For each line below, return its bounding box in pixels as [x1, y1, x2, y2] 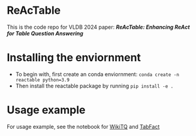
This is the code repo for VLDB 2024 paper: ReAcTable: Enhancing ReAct [7, 23, 191, 31]
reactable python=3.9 [15, 77, 70, 83]
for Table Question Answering [7, 29, 83, 37]
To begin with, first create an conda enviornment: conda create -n [15, 70, 179, 78]
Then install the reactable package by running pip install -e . [15, 82, 174, 89]
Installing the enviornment [7, 51, 141, 65]
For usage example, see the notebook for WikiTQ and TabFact [7, 123, 160, 130]
